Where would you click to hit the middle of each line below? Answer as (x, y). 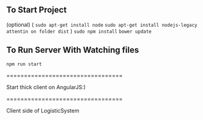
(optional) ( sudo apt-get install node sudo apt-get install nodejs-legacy (102, 24)
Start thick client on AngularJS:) (46, 87)
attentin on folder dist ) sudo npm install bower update (79, 31)
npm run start (24, 64)
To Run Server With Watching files (73, 50)
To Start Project (36, 10)
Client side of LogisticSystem (43, 110)
